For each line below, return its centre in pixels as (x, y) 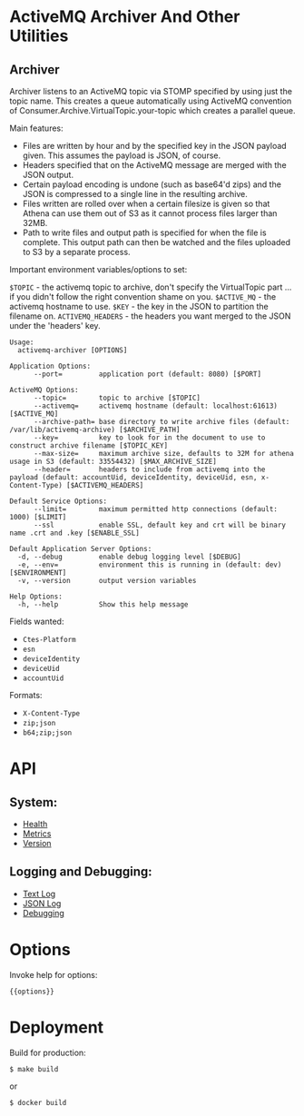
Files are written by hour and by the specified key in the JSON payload (155, 146)
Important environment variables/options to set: (98, 269)
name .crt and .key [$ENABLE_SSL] (75, 533)
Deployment (57, 1027)
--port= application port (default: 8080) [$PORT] (147, 374)
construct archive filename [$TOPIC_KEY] (89, 446)
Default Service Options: (58, 501)
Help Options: (36, 597)
